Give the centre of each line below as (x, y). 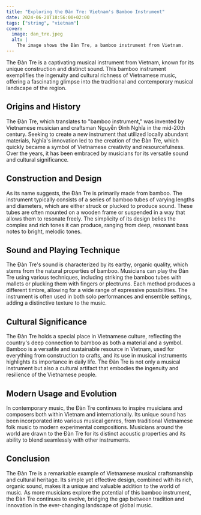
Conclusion (28, 459)
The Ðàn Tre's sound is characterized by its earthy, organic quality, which (97, 264)
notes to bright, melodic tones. (44, 231)
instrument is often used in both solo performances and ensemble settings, (99, 297)
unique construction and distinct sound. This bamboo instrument (86, 69)
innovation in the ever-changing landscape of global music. (79, 505)
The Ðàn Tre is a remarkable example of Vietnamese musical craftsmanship (100, 473)
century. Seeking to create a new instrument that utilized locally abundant (97, 134)
